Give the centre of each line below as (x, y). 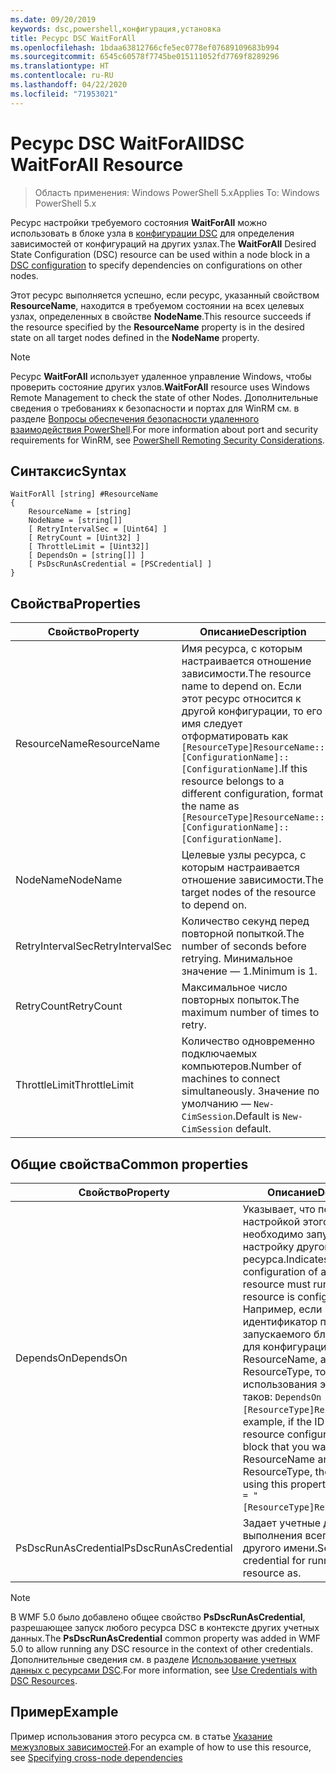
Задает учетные (282, 1523)
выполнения (272, 1535)
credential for (274, 1560)
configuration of (280, 1271)
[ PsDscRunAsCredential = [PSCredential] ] (120, 564)
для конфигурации (287, 1346)
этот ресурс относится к (241, 699)
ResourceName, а (284, 1359)
